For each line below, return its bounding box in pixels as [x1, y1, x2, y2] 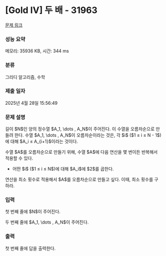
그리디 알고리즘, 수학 [5, 74, 45, 80]
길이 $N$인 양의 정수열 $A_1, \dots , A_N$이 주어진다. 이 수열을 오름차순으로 [5, 126, 155, 132]
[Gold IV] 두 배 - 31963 [5, 4, 98, 16]
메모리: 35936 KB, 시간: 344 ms [5, 48, 69, 54]
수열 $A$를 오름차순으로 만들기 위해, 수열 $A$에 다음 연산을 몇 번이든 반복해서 [5, 149, 158, 155]
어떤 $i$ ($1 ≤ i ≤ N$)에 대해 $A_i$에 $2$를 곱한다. [12, 166, 114, 172]
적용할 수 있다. [5, 155, 33, 161]
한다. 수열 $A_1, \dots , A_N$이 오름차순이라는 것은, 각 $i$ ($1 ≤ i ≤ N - [14, 132, 155, 138]
